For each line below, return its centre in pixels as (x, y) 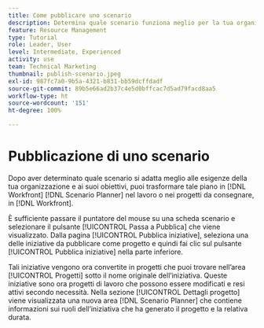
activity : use (31, 60)
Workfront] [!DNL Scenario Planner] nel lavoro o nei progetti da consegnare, (131, 194)
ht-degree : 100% (35, 111)
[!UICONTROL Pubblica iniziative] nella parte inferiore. (95, 252)
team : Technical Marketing (52, 67)
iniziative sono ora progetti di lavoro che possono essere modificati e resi (126, 283)
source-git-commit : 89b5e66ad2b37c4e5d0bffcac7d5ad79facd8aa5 (112, 88)
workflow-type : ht (38, 96)
